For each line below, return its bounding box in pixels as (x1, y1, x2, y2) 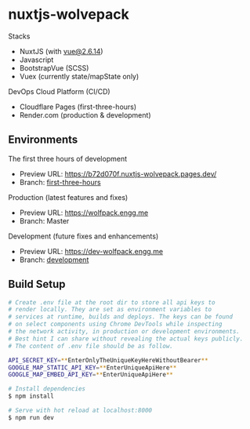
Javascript (19, 55, 54, 64)
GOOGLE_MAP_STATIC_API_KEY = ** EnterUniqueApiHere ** (8, 363, 177, 372)
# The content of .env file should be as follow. (8, 342, 174, 350)
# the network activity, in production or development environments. (8, 328, 241, 336)
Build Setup (8, 278, 66, 291)
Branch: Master (19, 216, 70, 225)
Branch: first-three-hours (19, 177, 101, 187)
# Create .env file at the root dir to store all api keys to (8, 298, 216, 307)
